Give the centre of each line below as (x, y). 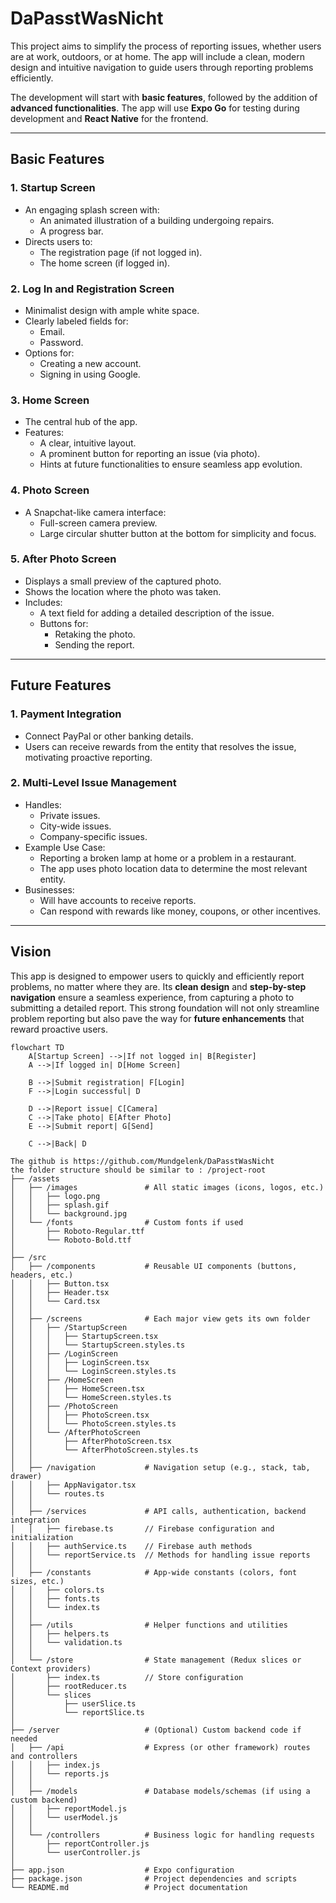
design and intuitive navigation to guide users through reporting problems (162, 67)
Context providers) (51, 1668)
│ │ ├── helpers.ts (60, 1633)
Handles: (43, 804)
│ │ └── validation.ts (66, 1642)
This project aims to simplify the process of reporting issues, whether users (166, 46)
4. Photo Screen (50, 490)
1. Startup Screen (53, 188)
